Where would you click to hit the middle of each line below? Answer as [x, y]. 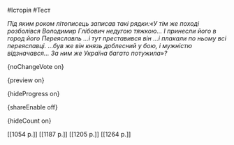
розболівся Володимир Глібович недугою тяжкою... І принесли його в [112, 31]
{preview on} [26, 80]
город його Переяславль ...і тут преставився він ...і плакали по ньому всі [117, 38]
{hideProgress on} [34, 94]
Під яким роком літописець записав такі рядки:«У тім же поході [103, 23]
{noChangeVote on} [36, 67]
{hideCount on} [29, 121]
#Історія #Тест [29, 10]
